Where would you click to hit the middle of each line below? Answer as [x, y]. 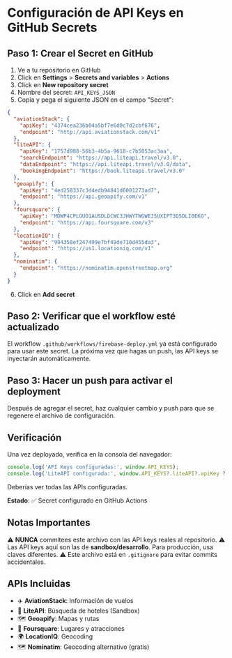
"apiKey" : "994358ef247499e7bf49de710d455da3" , [90, 242]
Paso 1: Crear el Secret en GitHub [80, 53]
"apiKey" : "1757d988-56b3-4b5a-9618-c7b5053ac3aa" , [96, 151]
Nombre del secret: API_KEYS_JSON [66, 92]
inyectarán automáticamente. [49, 359]
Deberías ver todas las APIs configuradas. [67, 487]
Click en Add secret [46, 294]
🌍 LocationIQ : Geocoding [55, 636]
